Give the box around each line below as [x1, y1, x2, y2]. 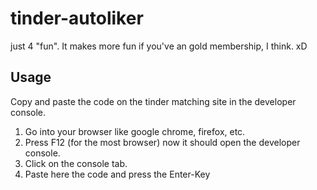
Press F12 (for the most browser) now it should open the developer [24, 136, 301, 148]
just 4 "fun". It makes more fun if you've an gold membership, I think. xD [10, 40, 308, 52]
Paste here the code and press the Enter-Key [24, 168, 211, 180]
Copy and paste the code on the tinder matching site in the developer [10, 95, 297, 107]
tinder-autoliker [10, 7, 144, 30]
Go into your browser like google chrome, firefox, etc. [24, 125, 246, 137]
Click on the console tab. [24, 157, 128, 169]
